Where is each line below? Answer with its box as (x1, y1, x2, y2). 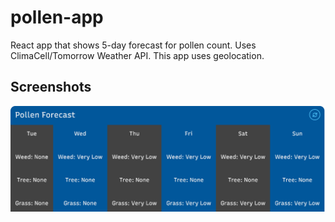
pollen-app (10, 6, 104, 29)
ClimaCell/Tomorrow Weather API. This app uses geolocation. (10, 49, 265, 61)
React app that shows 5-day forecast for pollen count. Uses (10, 39, 257, 51)
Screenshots (10, 79, 92, 96)
